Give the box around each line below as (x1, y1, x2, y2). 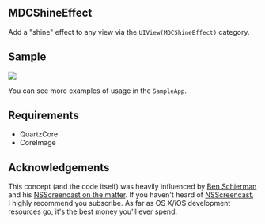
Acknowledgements (8, 161, 110, 174)
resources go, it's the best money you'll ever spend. (8, 207, 178, 216)
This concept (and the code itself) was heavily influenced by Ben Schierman (8, 181, 257, 192)
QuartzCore (19, 129, 59, 139)
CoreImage (19, 138, 57, 147)
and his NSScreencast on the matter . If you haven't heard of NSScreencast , (8, 190, 255, 200)
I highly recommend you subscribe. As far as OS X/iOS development (8, 199, 231, 208)
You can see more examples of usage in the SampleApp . (8, 86, 187, 95)
